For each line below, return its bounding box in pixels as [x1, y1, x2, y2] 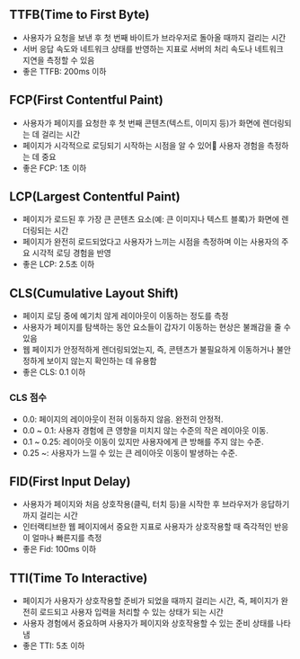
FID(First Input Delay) [9, 474, 131, 489]
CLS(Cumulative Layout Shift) [9, 285, 180, 300]
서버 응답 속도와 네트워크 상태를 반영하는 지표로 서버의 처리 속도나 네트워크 [22, 43, 285, 54]
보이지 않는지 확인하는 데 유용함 [46, 355, 157, 367]
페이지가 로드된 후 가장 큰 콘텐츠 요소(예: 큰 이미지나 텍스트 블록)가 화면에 [22, 214, 280, 225]
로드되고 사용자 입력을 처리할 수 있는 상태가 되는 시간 [39, 607, 225, 618]
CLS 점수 [9, 391, 48, 404]
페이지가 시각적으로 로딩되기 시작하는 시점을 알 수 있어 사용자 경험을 [22, 139, 265, 151]
